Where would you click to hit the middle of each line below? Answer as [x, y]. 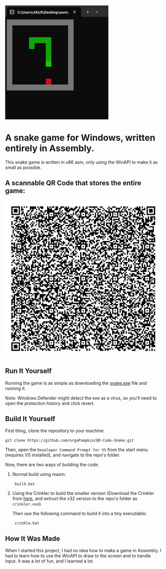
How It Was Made [33, 538]
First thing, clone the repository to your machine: [55, 431]
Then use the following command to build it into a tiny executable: [80, 514]
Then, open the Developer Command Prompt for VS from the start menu [77, 450]
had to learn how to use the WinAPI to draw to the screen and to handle [78, 556]
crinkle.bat [27, 523]
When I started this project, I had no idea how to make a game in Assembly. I [83, 551]
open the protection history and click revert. [50, 403]
